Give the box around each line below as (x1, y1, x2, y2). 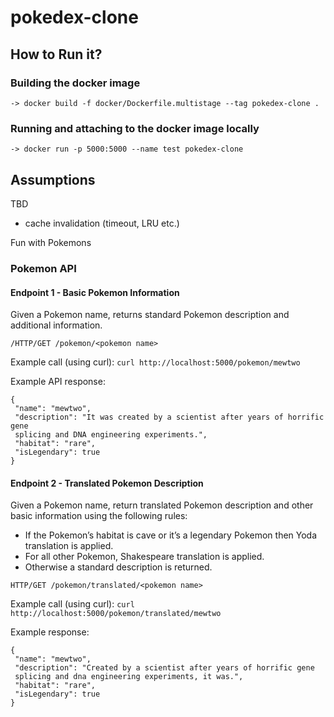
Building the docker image (10, 76, 141, 90)
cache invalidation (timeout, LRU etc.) (24, 217, 180, 229)
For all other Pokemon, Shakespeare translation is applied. (24, 551, 265, 563)
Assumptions (10, 171, 96, 188)
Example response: (10, 626, 90, 638)
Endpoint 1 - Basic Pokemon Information (10, 286, 180, 298)
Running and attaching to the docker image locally (10, 121, 260, 135)
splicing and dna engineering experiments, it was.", (14, 672, 244, 682)
